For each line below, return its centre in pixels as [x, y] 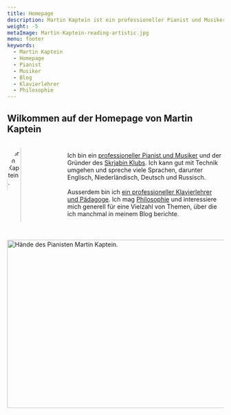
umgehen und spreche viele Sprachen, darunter [135, 170]
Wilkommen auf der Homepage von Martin [100, 118]
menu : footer [26, 39]
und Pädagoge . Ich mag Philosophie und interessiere [142, 200]
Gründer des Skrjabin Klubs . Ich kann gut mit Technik [143, 163]
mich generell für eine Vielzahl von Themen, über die [143, 206]
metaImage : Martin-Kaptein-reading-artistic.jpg [78, 33]
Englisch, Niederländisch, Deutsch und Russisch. [137, 178]
